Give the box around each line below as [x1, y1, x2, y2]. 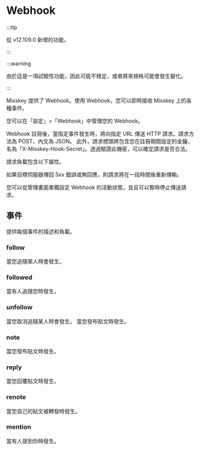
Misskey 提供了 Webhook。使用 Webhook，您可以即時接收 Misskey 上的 [6, 97, 187, 104]
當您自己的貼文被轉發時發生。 [6, 407, 80, 414]
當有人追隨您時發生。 [6, 288, 59, 295]
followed [6, 273, 33, 281]
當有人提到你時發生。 [6, 437, 59, 445]
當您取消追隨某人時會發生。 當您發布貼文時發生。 [6, 318, 130, 325]
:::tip [6, 24, 18, 31]
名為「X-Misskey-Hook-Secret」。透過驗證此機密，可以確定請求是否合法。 [6, 145, 191, 152]
